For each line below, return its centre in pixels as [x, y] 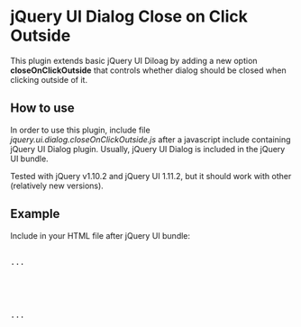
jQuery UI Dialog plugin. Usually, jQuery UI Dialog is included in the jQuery [148, 149]
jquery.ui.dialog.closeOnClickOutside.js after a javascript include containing [150, 139]
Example [35, 214]
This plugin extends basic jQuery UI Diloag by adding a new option [134, 60]
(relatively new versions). [57, 186]
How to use [42, 109]
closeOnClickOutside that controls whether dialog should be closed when [148, 70]
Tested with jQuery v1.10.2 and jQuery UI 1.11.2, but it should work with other [151, 176]
